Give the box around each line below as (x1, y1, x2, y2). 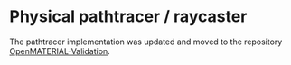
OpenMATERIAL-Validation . (9, 45, 110, 56)
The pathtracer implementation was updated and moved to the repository (9, 36, 283, 47)
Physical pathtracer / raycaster (9, 6, 248, 27)
